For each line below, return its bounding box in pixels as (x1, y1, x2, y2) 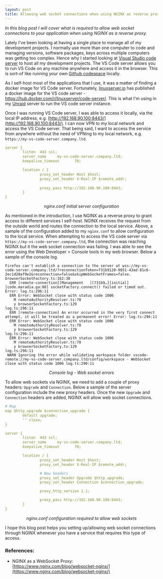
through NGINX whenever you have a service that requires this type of (5, 530, 146, 536)
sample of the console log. (5, 254, 58, 260)
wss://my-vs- (122, 263, 149, 269)
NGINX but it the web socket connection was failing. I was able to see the (5, 244, 152, 250)
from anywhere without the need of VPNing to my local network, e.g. (5, 131, 142, 136)
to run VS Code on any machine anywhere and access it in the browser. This (5, 65, 158, 71)
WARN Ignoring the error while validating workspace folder (7, 353, 131, 358)
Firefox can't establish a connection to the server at (5, 263, 120, 269)
